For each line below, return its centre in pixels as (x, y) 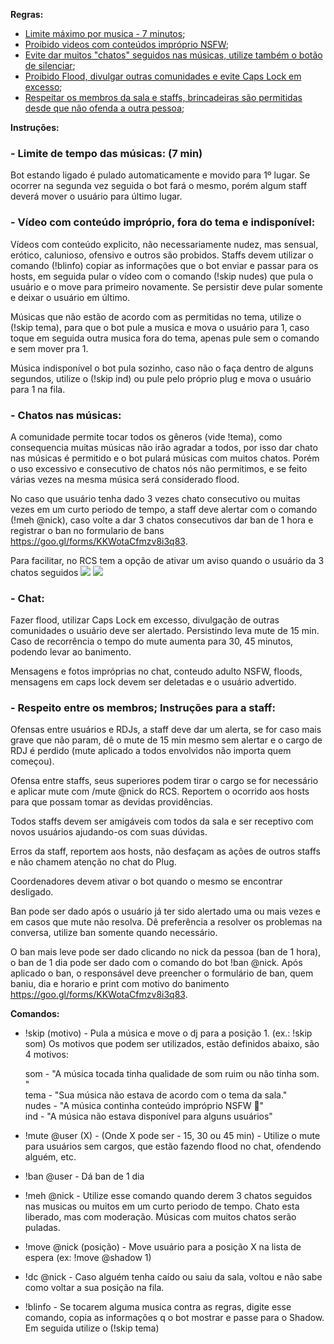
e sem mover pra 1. (49, 348)
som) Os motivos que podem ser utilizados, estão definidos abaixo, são (172, 1044)
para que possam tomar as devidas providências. (111, 802)
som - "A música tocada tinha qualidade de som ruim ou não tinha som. (172, 1074)
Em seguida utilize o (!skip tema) (92, 1328)
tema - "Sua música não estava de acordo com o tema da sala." (156, 1095)
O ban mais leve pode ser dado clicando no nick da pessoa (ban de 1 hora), (166, 952)
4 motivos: (46, 1055)
